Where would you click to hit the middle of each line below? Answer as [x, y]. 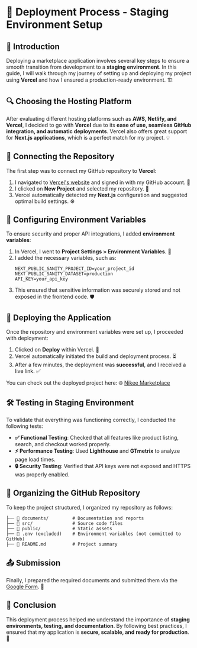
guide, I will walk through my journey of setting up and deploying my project [99, 73]
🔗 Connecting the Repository [60, 157]
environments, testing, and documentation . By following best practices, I [97, 626]
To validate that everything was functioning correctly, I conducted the [91, 420]
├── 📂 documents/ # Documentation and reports [75, 518]
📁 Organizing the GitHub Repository [73, 493]
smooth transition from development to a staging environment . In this [91, 67]
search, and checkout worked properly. [63, 444]
